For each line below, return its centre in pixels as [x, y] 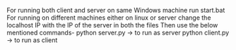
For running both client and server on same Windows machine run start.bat [116, 10]
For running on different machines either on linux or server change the [109, 18]
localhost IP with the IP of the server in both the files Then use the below [112, 25]
